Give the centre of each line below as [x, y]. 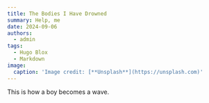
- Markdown [29, 59]
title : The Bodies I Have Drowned [57, 14]
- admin [25, 40]
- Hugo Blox [31, 53]
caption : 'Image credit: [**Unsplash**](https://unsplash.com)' [108, 72]
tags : [15, 46]
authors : [20, 33]
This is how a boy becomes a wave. [58, 92]
